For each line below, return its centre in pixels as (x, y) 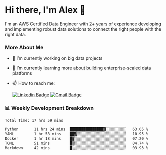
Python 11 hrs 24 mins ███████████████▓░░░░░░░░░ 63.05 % (77, 129)
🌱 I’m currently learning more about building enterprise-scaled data (82, 68)
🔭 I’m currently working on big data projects (57, 58)
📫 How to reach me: (34, 83)
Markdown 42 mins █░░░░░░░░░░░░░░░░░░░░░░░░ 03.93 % (77, 148)
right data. (16, 34)
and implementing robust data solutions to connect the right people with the (83, 29)
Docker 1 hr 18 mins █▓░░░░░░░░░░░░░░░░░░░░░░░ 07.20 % (77, 139)
